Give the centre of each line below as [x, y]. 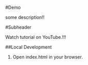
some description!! [25, 17]
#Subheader [18, 27]
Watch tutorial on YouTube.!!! [36, 37]
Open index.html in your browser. [48, 57]
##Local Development [29, 47]
